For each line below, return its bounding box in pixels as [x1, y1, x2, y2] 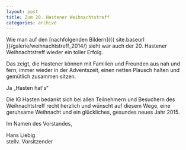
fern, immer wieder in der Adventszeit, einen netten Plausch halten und [6, 67, 180, 74]
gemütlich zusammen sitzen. [6, 73, 76, 80]
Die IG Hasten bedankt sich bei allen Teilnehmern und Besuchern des [6, 96, 175, 103]
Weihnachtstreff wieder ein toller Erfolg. [6, 49, 104, 56]
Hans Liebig [6, 132, 36, 139]
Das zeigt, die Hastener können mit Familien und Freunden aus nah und [6, 60, 181, 67]
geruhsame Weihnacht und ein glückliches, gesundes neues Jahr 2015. [6, 108, 180, 116]
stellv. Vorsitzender [6, 138, 53, 145]
